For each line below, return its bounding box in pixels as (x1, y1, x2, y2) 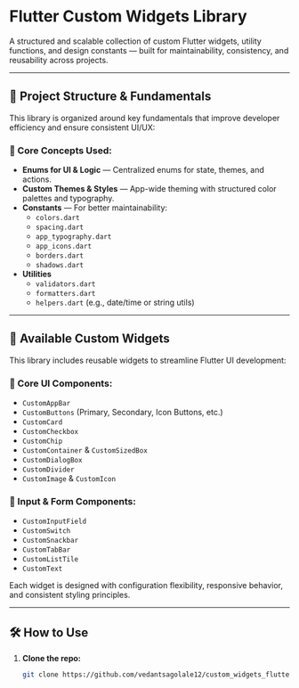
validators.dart (35, 280, 96, 289)
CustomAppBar (21, 399, 71, 408)
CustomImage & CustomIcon (21, 473, 117, 484)
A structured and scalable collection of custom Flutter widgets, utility (9, 36, 263, 46)
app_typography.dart (35, 233, 112, 242)
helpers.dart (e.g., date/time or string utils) (35, 297, 195, 308)
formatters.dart (35, 290, 96, 299)
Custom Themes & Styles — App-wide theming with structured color (21, 184, 278, 194)
